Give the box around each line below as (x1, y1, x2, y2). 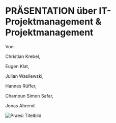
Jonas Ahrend (5, 102, 35, 109)
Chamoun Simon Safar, (5, 93, 53, 99)
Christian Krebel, (5, 53, 41, 59)
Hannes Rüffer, (5, 83, 37, 89)
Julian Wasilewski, (5, 73, 44, 79)
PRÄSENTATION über (5, 5, 97, 17)
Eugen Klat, (5, 63, 30, 69)
